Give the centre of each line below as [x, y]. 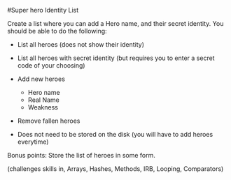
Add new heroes [41, 79]
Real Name [43, 100]
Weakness [43, 107]
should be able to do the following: [57, 31]
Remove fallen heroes [49, 121]
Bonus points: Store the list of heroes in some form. [82, 155]
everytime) [33, 142]
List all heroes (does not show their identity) [81, 44]
